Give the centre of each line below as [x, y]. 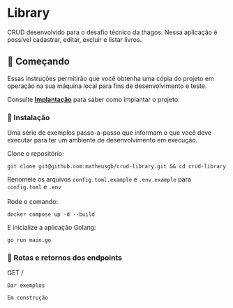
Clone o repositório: [36, 154]
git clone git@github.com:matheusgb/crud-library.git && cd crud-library [117, 167]
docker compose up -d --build [51, 214]
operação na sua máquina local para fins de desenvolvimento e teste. [107, 86]
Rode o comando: [32, 202]
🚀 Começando [38, 62]
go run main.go [29, 240]
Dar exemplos [26, 286]
